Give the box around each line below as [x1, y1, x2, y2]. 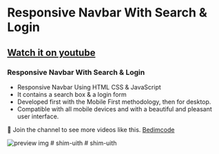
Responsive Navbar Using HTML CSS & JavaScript [17, 82, 162, 91]
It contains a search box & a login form [17, 90, 127, 98]
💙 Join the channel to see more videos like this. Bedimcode [7, 125, 175, 133]
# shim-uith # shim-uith [50, 139, 117, 147]
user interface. [17, 112, 59, 120]
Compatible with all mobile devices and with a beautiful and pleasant [17, 104, 212, 113]
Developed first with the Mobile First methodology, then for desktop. [17, 98, 211, 106]
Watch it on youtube [7, 47, 96, 58]
